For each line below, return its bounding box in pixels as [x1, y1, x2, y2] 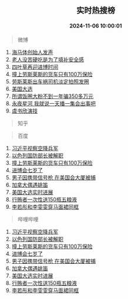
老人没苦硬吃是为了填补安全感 [11, 56, 84, 63]
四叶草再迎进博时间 [11, 63, 59, 70]
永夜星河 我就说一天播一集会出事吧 [11, 100, 96, 107]
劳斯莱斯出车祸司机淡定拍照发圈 [11, 78, 89, 85]
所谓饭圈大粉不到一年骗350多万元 [11, 93, 94, 100]
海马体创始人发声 [11, 49, 53, 56]
